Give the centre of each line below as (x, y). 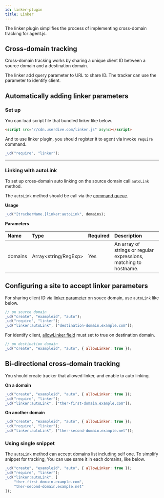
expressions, (129, 256)
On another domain (25, 413)
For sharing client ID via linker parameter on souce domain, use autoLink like (82, 298)
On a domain (18, 385)
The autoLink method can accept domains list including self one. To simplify (82, 454)
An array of (127, 244)
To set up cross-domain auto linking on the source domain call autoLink (77, 181)
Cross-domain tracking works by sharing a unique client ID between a (75, 61)
